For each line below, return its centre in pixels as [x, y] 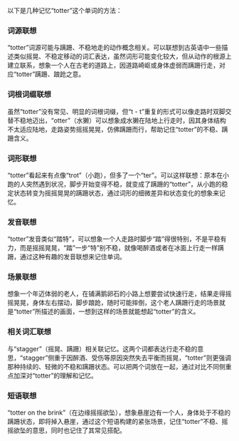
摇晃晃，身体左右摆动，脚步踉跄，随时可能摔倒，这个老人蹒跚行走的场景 [113, 303]
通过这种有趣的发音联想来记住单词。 [73, 257]
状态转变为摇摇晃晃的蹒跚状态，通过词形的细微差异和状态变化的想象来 [116, 193]
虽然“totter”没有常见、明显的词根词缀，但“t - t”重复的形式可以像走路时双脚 [116, 111]
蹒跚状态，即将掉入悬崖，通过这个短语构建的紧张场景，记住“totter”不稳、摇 [118, 422]
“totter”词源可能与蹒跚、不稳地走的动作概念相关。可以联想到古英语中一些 [115, 48]
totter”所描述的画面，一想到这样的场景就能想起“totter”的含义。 [108, 311]
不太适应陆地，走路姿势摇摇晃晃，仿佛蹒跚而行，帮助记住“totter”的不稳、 [115, 129]
